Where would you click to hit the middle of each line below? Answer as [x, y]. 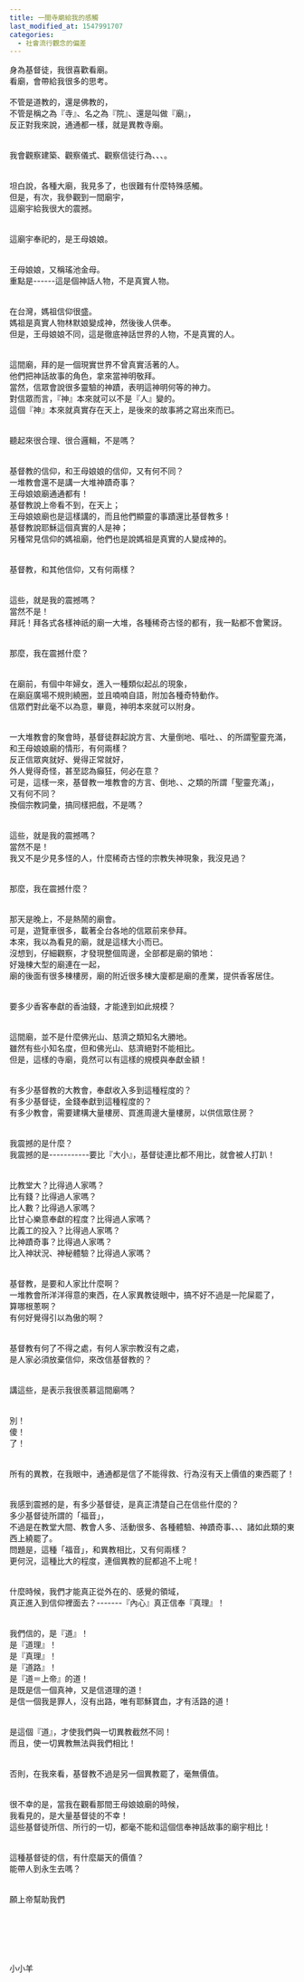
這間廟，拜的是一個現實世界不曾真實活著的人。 [96, 365]
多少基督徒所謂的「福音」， [59, 1516]
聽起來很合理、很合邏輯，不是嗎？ [73, 441]
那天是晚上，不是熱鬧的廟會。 [65, 919]
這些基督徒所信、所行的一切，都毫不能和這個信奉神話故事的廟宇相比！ [140, 1827]
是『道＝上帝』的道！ [49, 1679]
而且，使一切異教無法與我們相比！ [73, 1743]
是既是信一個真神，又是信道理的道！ [77, 1690]
